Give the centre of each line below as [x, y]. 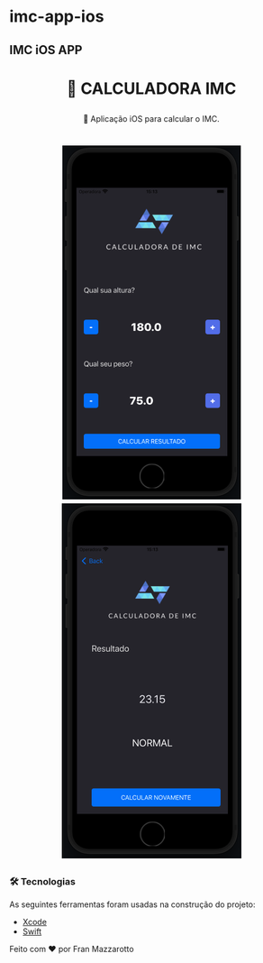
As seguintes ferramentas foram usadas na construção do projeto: [132, 904]
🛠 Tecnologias [43, 881]
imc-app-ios [57, 17]
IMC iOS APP [46, 50]
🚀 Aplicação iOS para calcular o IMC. [151, 118]
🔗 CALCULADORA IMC [151, 88]
